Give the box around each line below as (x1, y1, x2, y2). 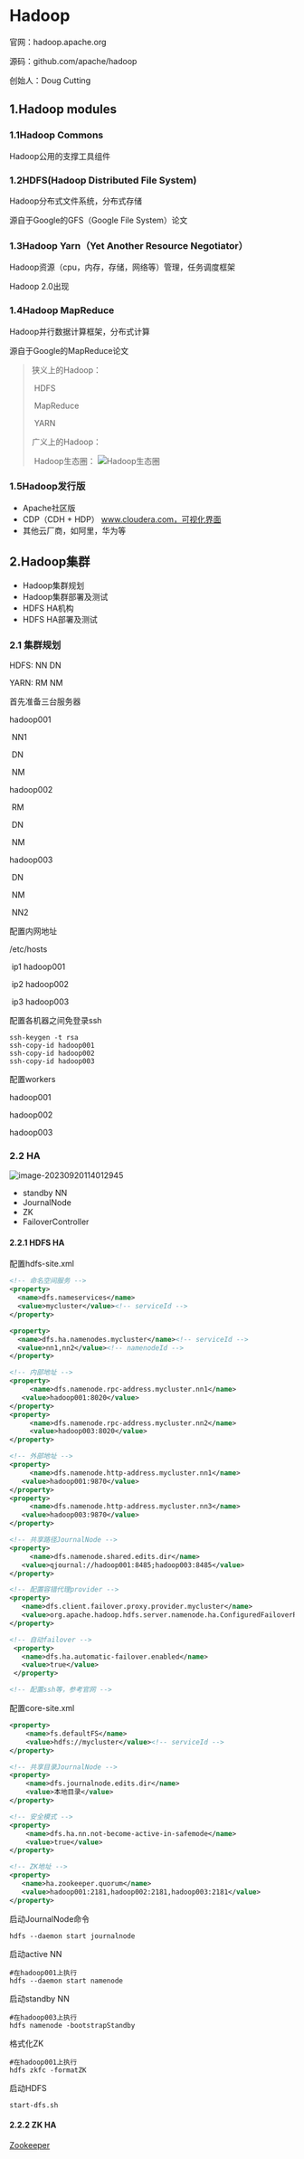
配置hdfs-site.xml (9, 1259, 75, 1270)
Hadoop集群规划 (22, 580, 84, 591)
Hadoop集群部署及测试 (22, 591, 109, 602)
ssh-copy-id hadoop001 (9, 1041, 95, 1050)
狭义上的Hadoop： (31, 364, 101, 376)
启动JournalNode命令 (9, 1913, 90, 1924)
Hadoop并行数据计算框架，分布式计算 (9, 326, 151, 337)
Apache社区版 (22, 502, 76, 513)
